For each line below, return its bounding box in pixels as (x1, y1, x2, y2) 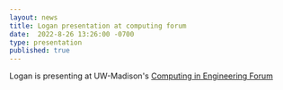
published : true (9, 46, 70, 55)
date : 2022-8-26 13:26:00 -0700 (9, 29, 135, 38)
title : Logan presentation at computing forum (9, 21, 187, 30)
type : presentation (9, 37, 83, 47)
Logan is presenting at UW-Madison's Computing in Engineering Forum (9, 70, 274, 81)
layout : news (9, 12, 58, 22)
